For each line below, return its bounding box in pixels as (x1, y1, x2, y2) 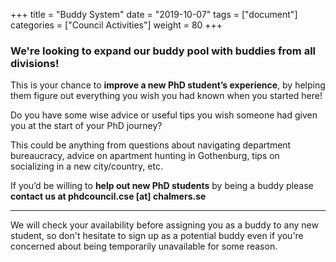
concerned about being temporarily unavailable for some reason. (10, 240, 278, 253)
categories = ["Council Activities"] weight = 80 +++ (10, 19, 223, 31)
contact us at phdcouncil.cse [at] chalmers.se (10, 190, 207, 203)
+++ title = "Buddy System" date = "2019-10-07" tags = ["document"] (10, 9, 298, 20)
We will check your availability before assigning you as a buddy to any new (10, 219, 319, 231)
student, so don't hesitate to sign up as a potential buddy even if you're (10, 230, 304, 242)
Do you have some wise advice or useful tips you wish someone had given (10, 109, 318, 121)
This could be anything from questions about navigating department (10, 139, 292, 151)
